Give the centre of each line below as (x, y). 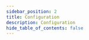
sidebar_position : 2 (32, 11)
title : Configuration (33, 17)
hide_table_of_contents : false (45, 28)
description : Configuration (41, 22)
